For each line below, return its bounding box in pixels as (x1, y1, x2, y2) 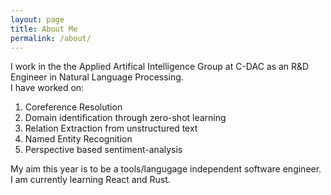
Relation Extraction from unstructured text (24, 122, 198, 135)
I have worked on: (10, 82, 85, 94)
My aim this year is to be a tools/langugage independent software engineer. (10, 163, 322, 175)
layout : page (10, 14, 65, 25)
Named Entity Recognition (24, 133, 133, 145)
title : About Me (10, 24, 78, 34)
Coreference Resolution (24, 101, 123, 113)
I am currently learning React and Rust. (10, 174, 171, 186)
